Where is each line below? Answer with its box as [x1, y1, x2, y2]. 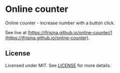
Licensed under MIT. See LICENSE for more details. [5, 62, 111, 68]
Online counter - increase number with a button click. [5, 20, 115, 26]
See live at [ [5, 29, 30, 35]
